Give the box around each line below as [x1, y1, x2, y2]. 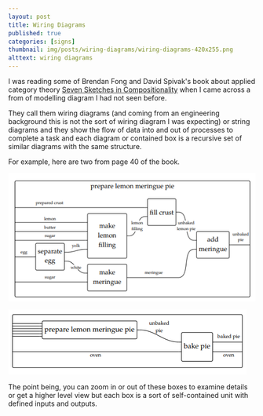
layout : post [8, 13, 51, 20]
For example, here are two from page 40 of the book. [8, 157, 181, 166]
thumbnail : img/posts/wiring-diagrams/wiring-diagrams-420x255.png [8, 46, 234, 54]
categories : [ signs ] [8, 38, 76, 46]
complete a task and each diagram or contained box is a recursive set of [8, 133, 243, 143]
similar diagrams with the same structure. [8, 142, 142, 151]
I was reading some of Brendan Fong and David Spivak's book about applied [8, 77, 256, 86]
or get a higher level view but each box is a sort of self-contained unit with [8, 390, 249, 400]
